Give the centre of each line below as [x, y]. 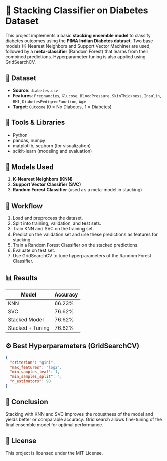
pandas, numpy [29, 140]
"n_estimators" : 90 [30, 381]
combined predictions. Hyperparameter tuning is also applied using [75, 57]
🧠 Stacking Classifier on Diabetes [77, 10]
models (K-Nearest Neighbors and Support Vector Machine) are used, [78, 46]
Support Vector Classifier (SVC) [47, 184]
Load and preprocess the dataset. [48, 218]
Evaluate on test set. [34, 250]
